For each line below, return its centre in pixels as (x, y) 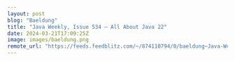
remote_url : (24, 46)
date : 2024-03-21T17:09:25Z (48, 33)
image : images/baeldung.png (48, 40)
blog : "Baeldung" (33, 20)
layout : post (26, 14)
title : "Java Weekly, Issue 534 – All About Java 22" (87, 27)
